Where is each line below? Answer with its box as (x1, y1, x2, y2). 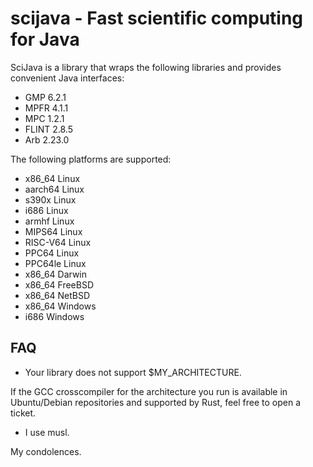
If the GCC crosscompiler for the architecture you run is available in (10, 385, 288, 397)
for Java (10, 28, 80, 51)
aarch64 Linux (24, 183, 85, 195)
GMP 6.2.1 (24, 91, 67, 103)
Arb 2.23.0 (24, 133, 70, 146)
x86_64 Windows (24, 300, 97, 312)
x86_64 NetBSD (24, 289, 91, 301)
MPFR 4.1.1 (24, 102, 69, 114)
